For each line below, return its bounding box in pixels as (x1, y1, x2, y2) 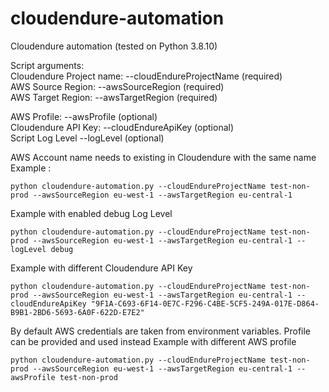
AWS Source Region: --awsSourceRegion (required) (10, 80, 225, 92)
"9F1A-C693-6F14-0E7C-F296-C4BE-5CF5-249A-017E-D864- (90, 298, 320, 309)
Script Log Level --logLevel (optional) (10, 132, 165, 144)
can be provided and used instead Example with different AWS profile (10, 335, 297, 347)
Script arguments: (10, 59, 85, 71)
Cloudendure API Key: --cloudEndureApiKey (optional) (10, 121, 235, 133)
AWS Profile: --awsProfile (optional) (10, 110, 158, 122)
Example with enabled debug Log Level (10, 207, 173, 219)
